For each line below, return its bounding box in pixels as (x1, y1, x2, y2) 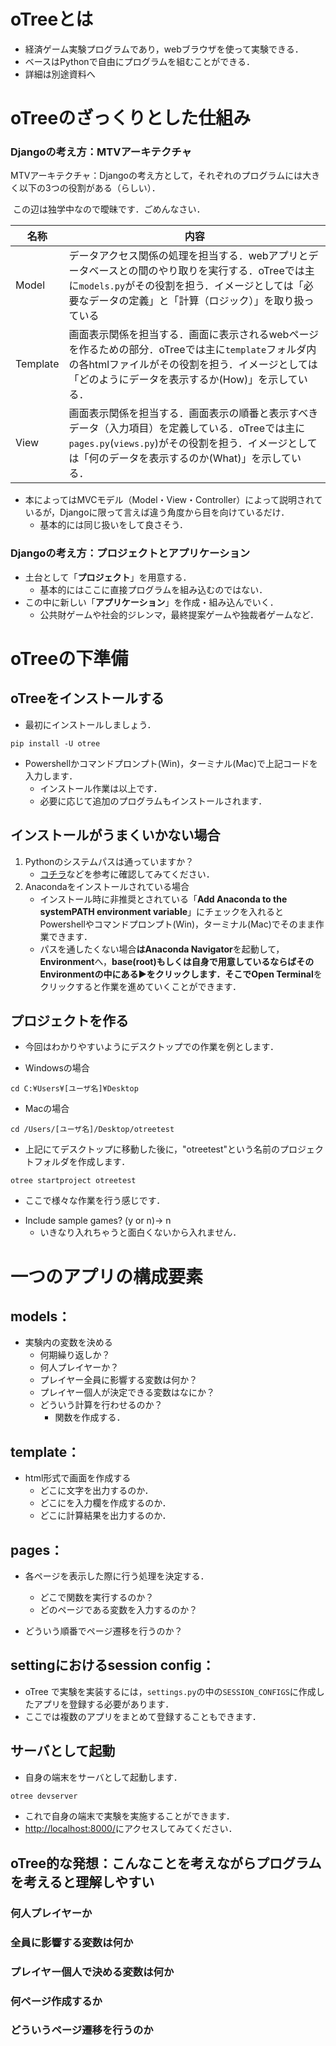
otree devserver (10, 1791, 78, 1801)
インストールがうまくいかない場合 (10, 827, 221, 844)
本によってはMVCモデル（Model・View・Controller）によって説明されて (24, 494, 323, 506)
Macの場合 (24, 1103, 70, 1115)
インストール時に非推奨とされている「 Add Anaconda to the (39, 893, 288, 905)
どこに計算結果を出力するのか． (39, 1510, 172, 1522)
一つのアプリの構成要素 (10, 1265, 204, 1288)
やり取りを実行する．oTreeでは (158, 264, 305, 278)
